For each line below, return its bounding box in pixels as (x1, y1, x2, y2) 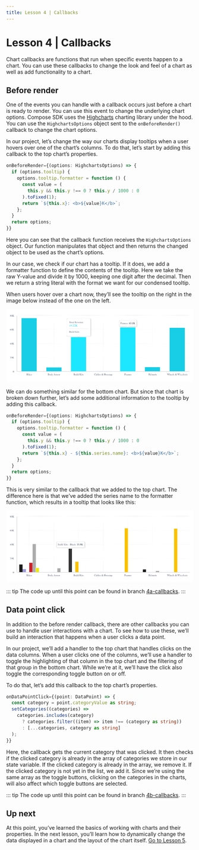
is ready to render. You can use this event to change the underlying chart (6, 108, 185, 115)
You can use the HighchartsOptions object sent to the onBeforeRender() (6, 120, 181, 127)
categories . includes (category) (17, 713, 94, 719)
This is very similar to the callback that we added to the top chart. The (6, 486, 178, 493)
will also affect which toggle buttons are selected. (6, 780, 128, 787)
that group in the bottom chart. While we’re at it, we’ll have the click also (6, 663, 182, 671)
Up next (6, 808, 36, 819)
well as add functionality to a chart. (6, 68, 92, 75)
